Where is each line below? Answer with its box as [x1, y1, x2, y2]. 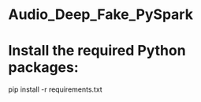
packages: [8, 59, 79, 77]
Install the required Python [8, 42, 187, 60]
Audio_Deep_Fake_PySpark [8, 6, 193, 24]
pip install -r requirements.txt [8, 85, 102, 94]
